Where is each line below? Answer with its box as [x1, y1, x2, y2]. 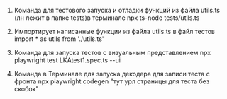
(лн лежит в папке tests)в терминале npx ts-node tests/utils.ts [13, 13, 200, 22]
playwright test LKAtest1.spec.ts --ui [13, 56, 121, 64]
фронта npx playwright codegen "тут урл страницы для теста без [13, 77, 210, 86]
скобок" [13, 85, 39, 93]
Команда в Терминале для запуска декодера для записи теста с [13, 70, 211, 78]
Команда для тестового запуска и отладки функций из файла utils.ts [13, 6, 220, 14]
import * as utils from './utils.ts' [13, 35, 104, 43]
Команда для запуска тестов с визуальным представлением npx [13, 49, 211, 57]
